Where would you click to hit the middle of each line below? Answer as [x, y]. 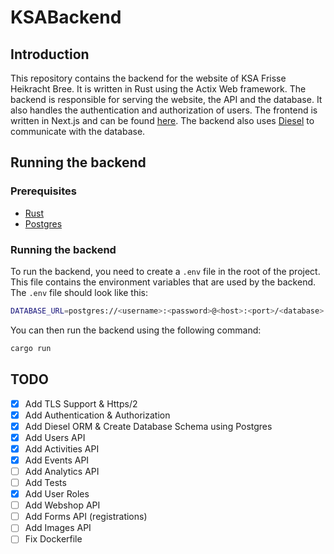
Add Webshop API [62, 505]
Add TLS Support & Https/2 [81, 403]
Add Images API [58, 528]
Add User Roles [57, 494]
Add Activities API [62, 448]
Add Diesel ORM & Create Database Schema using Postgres [148, 426]
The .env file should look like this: [79, 292]
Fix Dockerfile [53, 539]
